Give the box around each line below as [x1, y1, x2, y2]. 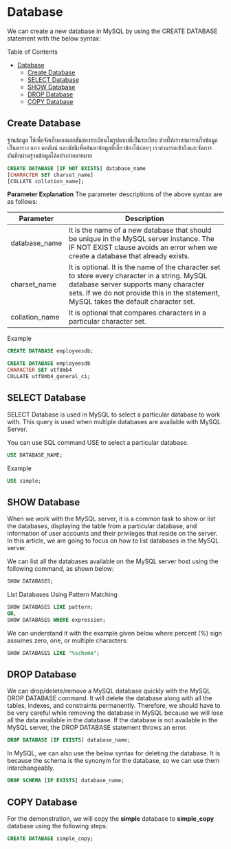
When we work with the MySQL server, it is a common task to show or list [7, 514, 216, 523]
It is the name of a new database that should [68, 225, 212, 235]
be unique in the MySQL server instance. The [68, 234, 214, 244]
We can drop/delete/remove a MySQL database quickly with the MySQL [7, 686, 211, 695]
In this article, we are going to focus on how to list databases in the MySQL [7, 536, 219, 545]
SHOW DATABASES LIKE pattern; [7, 604, 94, 611]
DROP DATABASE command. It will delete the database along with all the [7, 694, 212, 702]
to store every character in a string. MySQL [68, 271, 208, 281]
